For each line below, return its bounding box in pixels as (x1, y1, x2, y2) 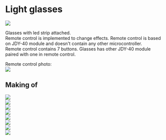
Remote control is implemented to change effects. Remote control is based (5, 35, 161, 41)
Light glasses (5, 4, 63, 15)
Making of (5, 81, 38, 89)
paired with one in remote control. (5, 51, 76, 57)
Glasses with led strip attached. (5, 29, 71, 36)
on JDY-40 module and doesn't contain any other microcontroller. (5, 40, 143, 46)
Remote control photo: (5, 61, 52, 67)
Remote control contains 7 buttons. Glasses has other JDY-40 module (5, 45, 151, 52)
